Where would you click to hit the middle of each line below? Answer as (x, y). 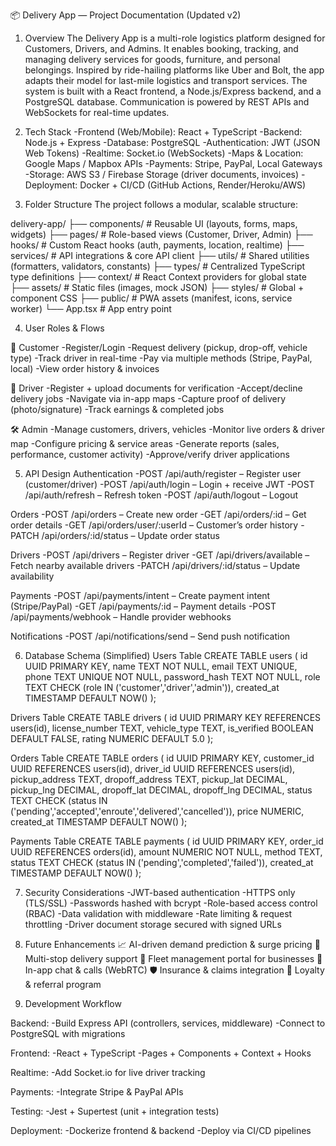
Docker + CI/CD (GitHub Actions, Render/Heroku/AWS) (193, 185)
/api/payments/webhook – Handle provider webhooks (121, 617)
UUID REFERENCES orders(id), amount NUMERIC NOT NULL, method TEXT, (166, 852)
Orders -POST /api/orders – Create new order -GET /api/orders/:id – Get (158, 514)
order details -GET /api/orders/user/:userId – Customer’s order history (154, 525)
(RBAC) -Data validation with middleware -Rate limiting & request (158, 913)
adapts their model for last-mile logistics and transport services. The (166, 80)
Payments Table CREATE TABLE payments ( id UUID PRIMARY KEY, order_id (167, 841)
